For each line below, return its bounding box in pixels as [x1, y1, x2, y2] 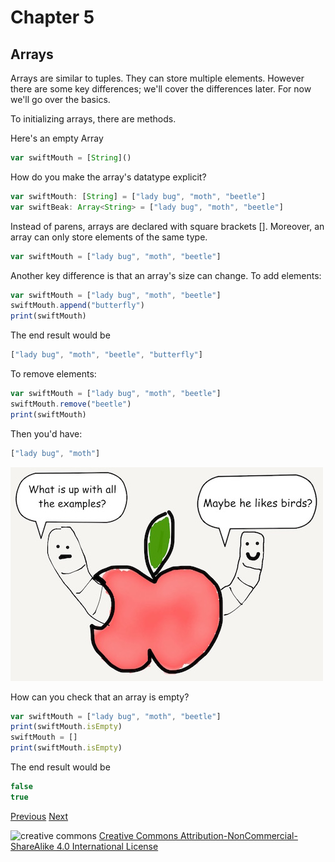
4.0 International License [56, 840, 159, 852]
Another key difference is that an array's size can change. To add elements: [10, 269, 322, 281]
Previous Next [10, 810, 69, 822]
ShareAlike [10, 840, 55, 852]
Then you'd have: [10, 427, 83, 440]
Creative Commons [98, 829, 179, 841]
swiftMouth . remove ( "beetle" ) [10, 399, 132, 409]
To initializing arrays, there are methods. [10, 113, 177, 125]
